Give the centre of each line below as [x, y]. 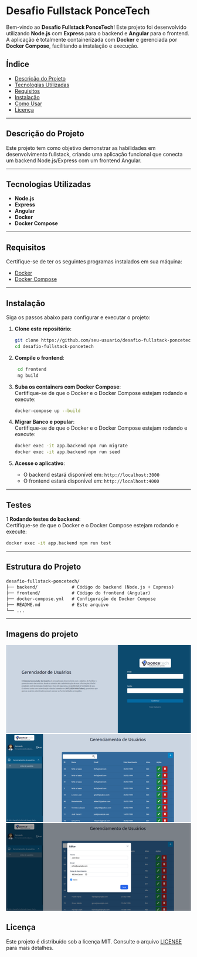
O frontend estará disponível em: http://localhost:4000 [91, 481]
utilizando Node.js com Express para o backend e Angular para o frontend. [98, 33]
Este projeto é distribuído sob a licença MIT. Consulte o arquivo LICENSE [94, 941]
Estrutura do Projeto [44, 567]
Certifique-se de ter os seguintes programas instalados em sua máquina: [94, 262]
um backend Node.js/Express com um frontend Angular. [74, 160]
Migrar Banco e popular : [45, 422]
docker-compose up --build [47, 411]
